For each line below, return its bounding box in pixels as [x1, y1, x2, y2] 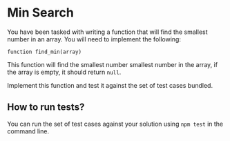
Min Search [7, 5, 74, 21]
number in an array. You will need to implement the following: [7, 35, 182, 43]
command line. [7, 126, 50, 135]
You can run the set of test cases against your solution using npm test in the [7, 120, 224, 128]
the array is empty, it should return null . [7, 68, 122, 76]
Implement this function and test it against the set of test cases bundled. [7, 81, 213, 89]
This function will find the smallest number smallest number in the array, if [7, 60, 218, 68]
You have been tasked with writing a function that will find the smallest [7, 28, 209, 36]
